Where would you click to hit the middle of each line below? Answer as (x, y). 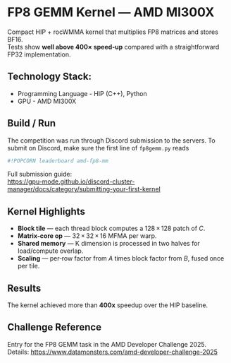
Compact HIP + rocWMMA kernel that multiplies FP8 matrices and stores (113, 32)
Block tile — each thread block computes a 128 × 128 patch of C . (111, 228)
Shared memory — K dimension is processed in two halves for (109, 244)
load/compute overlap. (50, 251)
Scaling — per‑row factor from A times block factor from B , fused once (121, 258)
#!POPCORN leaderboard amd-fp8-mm (58, 161)
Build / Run (32, 123)
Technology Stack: (50, 77)
